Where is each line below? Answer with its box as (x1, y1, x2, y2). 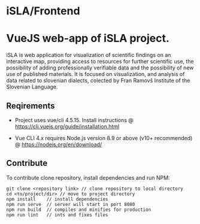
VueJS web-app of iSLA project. (6, 32, 169, 46)
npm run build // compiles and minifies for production (6, 207, 151, 213)
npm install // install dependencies (6, 196, 109, 202)
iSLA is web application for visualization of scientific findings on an (6, 52, 171, 59)
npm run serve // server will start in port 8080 (6, 201, 135, 207)
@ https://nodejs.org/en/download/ (14, 141, 102, 148)
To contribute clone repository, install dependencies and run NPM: (6, 174, 170, 181)
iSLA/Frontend (6, 4, 80, 18)
